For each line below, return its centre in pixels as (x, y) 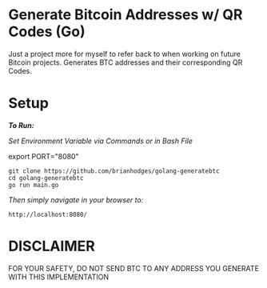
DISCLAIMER (52, 246)
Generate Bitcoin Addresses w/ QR (126, 15)
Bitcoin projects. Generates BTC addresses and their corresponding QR (126, 62)
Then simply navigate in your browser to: (76, 200)
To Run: (21, 125)
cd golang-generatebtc (46, 178)
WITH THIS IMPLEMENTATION (59, 277)
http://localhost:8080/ (48, 214)
